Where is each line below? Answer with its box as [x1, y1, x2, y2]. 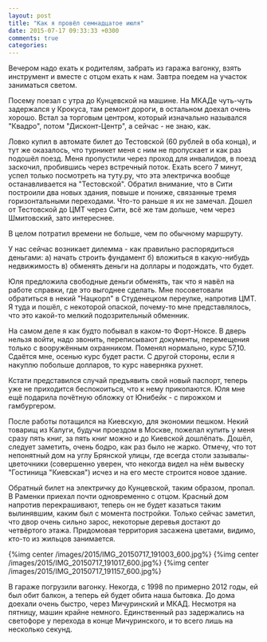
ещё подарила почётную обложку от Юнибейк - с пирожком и [8, 393, 222, 402]
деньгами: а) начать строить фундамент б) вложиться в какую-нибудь [8, 253, 249, 262]
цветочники [8, 459, 49, 469]
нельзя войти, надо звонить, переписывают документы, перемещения [8, 335, 249, 345]
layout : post [8, 11, 52, 20]
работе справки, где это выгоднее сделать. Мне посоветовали [8, 285, 223, 295]
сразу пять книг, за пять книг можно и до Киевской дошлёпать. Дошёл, [8, 433, 253, 444]
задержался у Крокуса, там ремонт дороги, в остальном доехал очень [8, 105, 251, 114]
